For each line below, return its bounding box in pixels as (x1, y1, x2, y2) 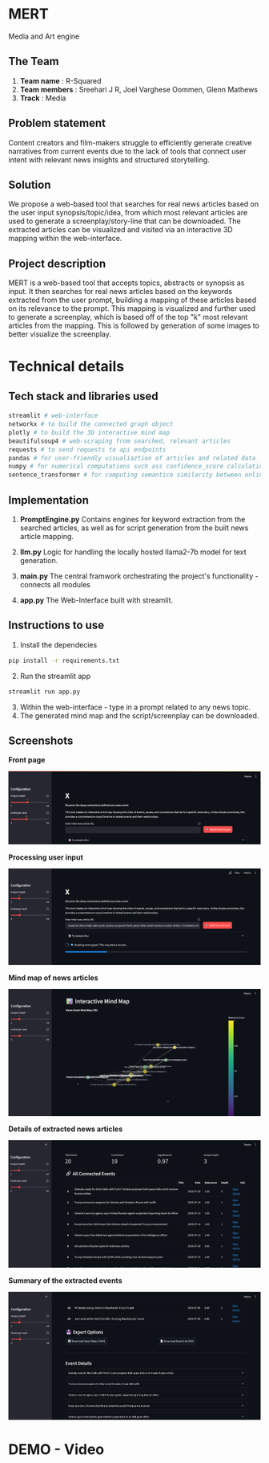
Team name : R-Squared (19, 76, 102, 85)
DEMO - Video (8, 1440, 105, 1458)
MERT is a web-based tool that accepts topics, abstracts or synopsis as (8, 278, 245, 288)
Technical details (8, 358, 125, 376)
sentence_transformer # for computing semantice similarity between (8, 471, 242, 479)
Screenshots (8, 734, 74, 747)
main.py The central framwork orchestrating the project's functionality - (19, 571, 259, 581)
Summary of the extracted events (8, 1276, 122, 1285)
